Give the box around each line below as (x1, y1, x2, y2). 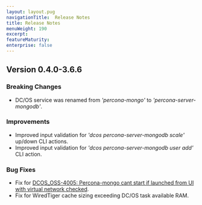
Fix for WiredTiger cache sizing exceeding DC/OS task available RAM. (14, 192, 189, 199)
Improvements (6, 118, 50, 126)
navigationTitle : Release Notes (6, 14, 90, 20)
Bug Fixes (6, 165, 36, 174)
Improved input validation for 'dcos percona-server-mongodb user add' (14, 144, 194, 151)
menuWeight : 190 (6, 25, 47, 32)
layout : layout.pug (6, 8, 55, 15)
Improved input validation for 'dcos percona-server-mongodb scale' (14, 131, 185, 138)
